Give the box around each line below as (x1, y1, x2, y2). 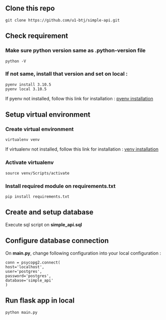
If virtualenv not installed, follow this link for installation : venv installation (5, 146, 159, 153)
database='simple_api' (5, 278, 54, 283)
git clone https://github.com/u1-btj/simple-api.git (5, 17, 120, 23)
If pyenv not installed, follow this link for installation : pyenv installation (5, 95, 153, 101)
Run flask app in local (5, 296, 75, 305)
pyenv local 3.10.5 (5, 87, 47, 92)
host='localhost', (5, 264, 44, 269)
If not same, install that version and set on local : (5, 70, 128, 77)
